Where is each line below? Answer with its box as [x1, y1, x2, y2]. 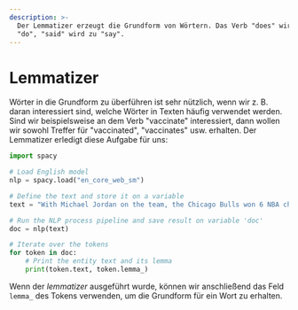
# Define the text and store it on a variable [9, 191, 184, 200]
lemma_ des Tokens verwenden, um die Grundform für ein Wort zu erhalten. [9, 290, 283, 301]
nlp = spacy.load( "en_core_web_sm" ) [9, 176, 145, 185]
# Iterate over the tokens [9, 240, 109, 249]
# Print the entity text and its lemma [25, 257, 173, 266]
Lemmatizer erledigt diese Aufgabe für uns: [9, 135, 169, 145]
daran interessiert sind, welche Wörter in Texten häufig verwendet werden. [9, 106, 283, 117]
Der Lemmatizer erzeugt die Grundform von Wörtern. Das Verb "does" [17, 21, 276, 30]
